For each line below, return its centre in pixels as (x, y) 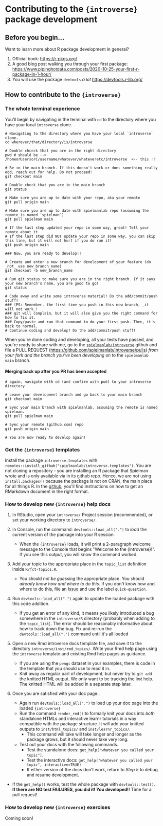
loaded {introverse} (40, 708)
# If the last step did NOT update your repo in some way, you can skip (80, 236)
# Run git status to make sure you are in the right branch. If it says (80, 279)
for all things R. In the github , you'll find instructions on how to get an (74, 486)
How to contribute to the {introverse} (63, 95)
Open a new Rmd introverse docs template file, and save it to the (77, 644)
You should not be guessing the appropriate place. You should (82, 579)
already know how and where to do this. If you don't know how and (87, 584)
